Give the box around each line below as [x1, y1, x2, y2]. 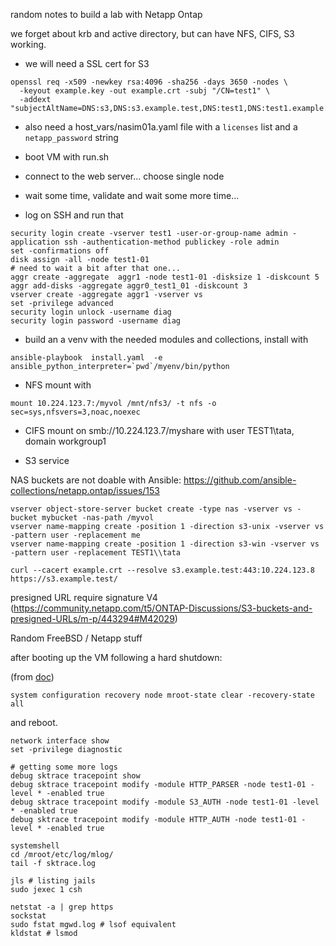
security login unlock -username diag [10, 307, 172, 317]
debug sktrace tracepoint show [10, 771, 141, 781]
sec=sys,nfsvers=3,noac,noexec [10, 407, 141, 417]
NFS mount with [24, 379, 92, 391]
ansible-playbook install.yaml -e [10, 353, 163, 363]
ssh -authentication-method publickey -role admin [63, 237, 280, 247]
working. [10, 39, 47, 50]
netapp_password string [24, 132, 119, 143]
